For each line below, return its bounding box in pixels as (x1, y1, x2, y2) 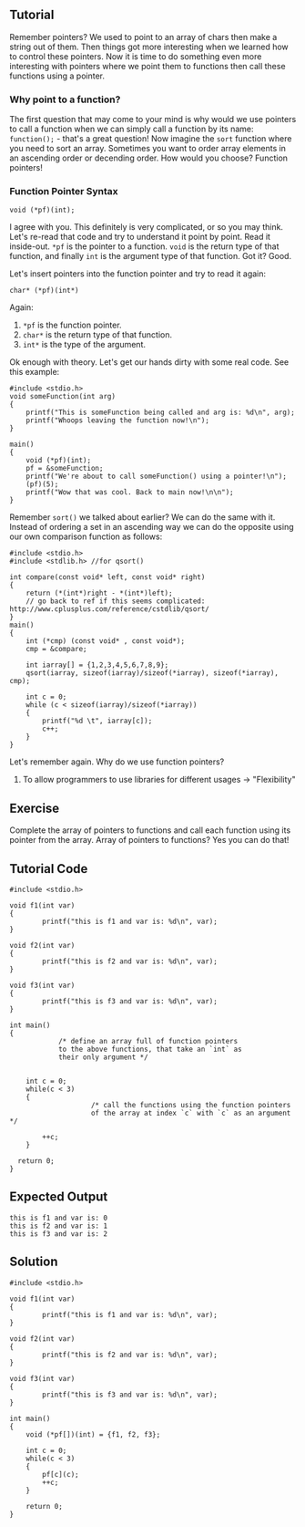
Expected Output (9, 1189, 108, 1205)
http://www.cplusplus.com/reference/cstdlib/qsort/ (9, 605, 209, 614)
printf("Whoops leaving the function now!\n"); (25, 416, 209, 425)
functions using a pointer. (9, 70, 106, 81)
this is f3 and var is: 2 (9, 1229, 107, 1239)
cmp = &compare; (25, 645, 88, 654)
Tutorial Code (9, 861, 88, 877)
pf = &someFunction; (25, 464, 104, 473)
